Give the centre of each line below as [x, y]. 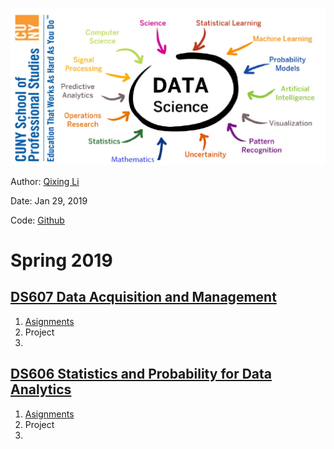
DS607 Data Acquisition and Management [143, 297]
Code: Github [37, 220]
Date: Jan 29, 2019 [49, 200]
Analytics [41, 389]
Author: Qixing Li [45, 181]
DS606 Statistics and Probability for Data [141, 374]
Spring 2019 [61, 260]
